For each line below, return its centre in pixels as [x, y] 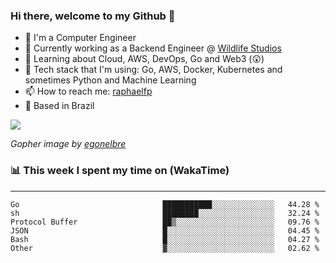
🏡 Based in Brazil [59, 106]
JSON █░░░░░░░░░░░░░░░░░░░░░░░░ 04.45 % [165, 230]
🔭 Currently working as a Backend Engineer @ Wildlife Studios [153, 48]
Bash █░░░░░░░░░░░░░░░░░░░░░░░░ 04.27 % [165, 239]
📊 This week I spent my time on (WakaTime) [120, 171]
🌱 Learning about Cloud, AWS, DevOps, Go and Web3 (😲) [144, 59]
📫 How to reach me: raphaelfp [88, 91]
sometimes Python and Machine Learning [110, 80]
